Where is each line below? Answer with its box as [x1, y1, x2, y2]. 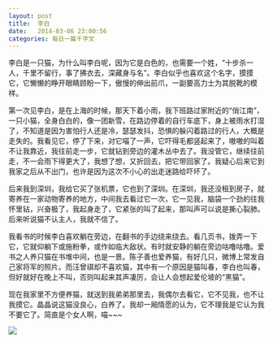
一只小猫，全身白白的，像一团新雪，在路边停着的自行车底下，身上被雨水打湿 [8, 115, 265, 126]
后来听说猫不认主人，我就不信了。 [8, 215, 123, 224]
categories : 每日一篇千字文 [8, 34, 95, 43]
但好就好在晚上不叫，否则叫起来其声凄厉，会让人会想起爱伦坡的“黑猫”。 [8, 272, 250, 282]
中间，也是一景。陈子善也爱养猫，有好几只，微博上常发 [71, 252, 258, 262]
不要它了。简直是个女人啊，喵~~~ [8, 310, 123, 319]
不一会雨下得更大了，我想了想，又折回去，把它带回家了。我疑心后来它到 [22, 156, 265, 167]
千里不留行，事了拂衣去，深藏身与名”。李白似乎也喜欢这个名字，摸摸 [22, 68, 254, 78]
